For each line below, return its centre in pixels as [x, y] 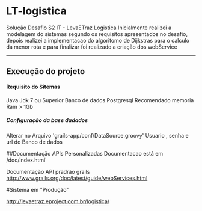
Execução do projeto [46, 71]
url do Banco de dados [35, 142]
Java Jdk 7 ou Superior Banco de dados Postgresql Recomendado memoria [100, 100]
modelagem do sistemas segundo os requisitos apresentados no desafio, [97, 34]
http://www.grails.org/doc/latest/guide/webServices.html [77, 178]
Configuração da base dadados [47, 120]
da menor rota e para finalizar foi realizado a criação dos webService [92, 47]
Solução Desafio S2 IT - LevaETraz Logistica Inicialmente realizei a [89, 28]
